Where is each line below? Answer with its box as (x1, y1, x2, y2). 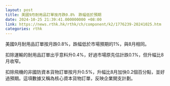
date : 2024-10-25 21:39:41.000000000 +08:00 (5, 17, 102, 22)
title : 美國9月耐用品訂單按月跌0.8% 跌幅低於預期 (5, 12, 101, 17)
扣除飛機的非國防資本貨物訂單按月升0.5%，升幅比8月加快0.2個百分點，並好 (5, 69, 165, 75)
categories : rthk (5, 26, 42, 32)
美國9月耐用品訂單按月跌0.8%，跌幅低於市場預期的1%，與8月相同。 (5, 41, 150, 47)
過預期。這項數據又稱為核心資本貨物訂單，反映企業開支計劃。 (5, 75, 136, 81)
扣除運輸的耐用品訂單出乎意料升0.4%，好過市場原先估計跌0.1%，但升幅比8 (5, 52, 164, 58)
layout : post (5, 7, 33, 13)
